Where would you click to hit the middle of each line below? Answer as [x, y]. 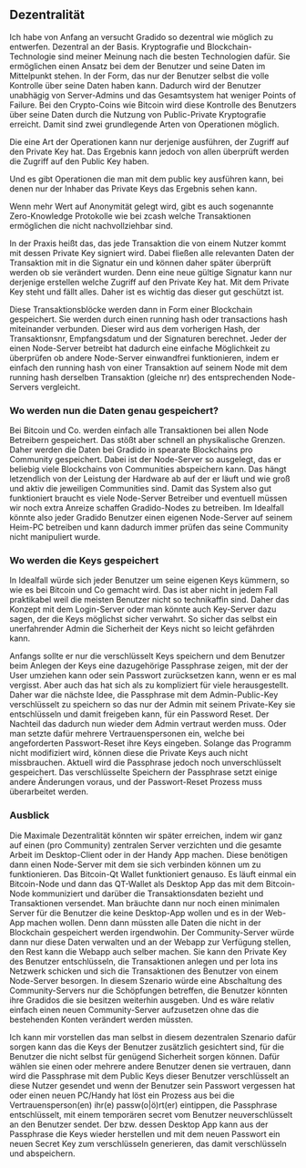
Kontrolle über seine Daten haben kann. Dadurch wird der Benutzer [135, 85]
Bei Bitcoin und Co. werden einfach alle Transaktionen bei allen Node [139, 430]
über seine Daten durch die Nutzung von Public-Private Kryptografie [138, 114]
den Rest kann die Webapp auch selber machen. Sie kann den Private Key [148, 951]
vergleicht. [61, 387]
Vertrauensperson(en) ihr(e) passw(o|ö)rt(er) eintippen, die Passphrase [143, 1105]
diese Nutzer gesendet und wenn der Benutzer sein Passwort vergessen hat [153, 1085]
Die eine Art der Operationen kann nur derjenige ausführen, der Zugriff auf [149, 141]
